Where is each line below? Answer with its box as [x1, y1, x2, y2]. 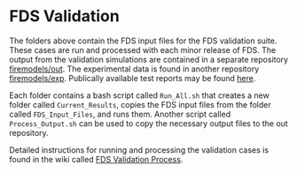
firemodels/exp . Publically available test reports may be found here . [9, 72, 256, 83]
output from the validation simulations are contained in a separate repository [9, 54, 289, 64]
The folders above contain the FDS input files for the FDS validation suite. [9, 35, 277, 46]
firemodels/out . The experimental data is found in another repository [9, 64, 260, 74]
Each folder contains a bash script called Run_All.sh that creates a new [9, 90, 270, 101]
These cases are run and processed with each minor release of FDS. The [9, 44, 277, 55]
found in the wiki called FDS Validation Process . [9, 154, 184, 164]
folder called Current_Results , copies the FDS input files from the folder [9, 99, 272, 109]
